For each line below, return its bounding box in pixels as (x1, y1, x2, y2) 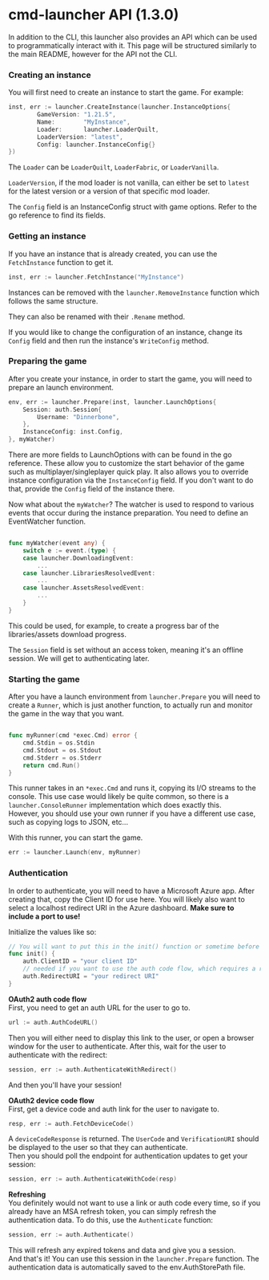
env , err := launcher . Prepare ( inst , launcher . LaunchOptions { (8, 397, 217, 406)
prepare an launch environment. (8, 382, 114, 392)
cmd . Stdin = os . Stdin (22, 739, 94, 747)
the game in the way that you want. (8, 709, 124, 719)
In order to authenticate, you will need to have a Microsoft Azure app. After (8, 886, 255, 895)
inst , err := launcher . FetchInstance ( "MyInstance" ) (8, 273, 184, 281)
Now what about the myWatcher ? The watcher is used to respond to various (8, 499, 255, 509)
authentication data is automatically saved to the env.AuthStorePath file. (8, 1262, 246, 1272)
